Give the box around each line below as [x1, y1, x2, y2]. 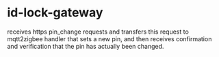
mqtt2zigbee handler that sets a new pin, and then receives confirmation [7, 34, 212, 43]
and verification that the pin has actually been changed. [7, 42, 164, 50]
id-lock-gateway [7, 5, 103, 21]
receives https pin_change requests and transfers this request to [7, 27, 190, 36]
